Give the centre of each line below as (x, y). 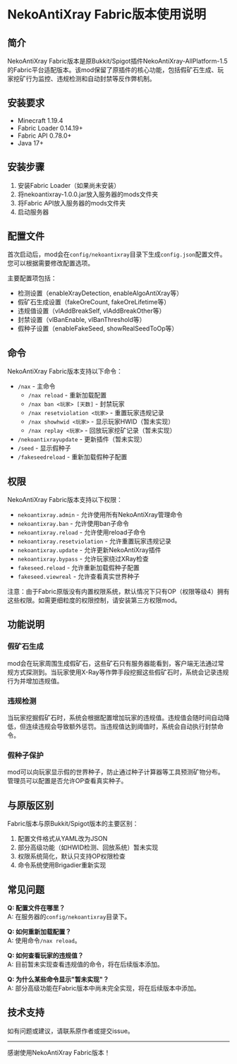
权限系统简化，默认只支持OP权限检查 (71, 856)
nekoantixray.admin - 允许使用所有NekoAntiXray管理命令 (100, 515)
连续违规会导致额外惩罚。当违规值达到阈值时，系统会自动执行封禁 (121, 727)
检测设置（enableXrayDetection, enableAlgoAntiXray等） (100, 293)
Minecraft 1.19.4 (40, 120)
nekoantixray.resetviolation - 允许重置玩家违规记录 (94, 542)
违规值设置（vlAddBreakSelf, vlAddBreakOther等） (91, 311)
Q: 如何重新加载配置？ (39, 931)
